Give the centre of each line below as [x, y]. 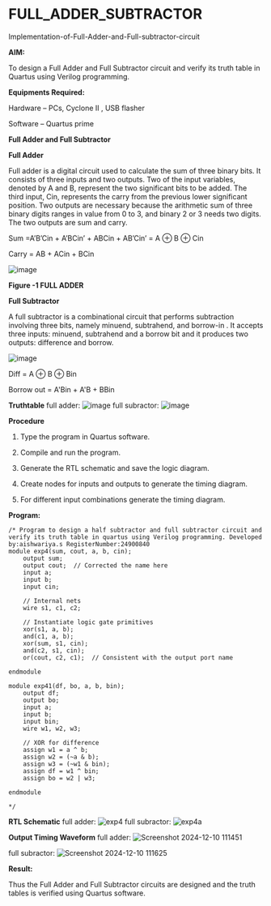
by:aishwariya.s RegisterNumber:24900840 [79, 544]
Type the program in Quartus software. [85, 436]
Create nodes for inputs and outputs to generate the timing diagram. [134, 484]
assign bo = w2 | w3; [59, 778]
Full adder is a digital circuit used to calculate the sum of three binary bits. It [135, 170]
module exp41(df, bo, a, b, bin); [67, 686]
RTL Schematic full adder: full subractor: [90, 821]
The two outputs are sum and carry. [68, 222]
